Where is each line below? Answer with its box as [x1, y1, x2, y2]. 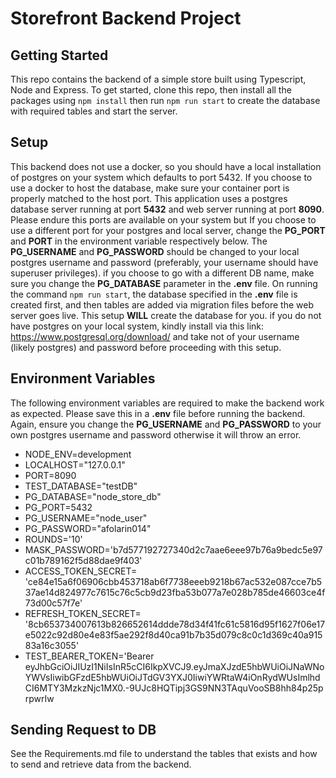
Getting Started [10, 47, 109, 64]
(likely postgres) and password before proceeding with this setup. [10, 341, 282, 353]
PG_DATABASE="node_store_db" [24, 490, 162, 502]
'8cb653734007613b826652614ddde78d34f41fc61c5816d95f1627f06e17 [24, 618, 326, 630]
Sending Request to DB [10, 722, 157, 739]
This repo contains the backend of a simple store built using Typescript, [10, 73, 307, 85]
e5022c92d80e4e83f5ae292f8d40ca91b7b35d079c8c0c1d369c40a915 [24, 628, 323, 641]
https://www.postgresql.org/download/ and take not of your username [10, 330, 300, 342]
